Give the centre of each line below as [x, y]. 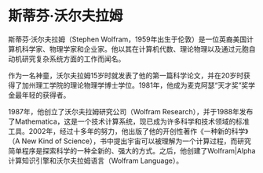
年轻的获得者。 [46, 95]
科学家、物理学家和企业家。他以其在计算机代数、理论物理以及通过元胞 [135, 49]
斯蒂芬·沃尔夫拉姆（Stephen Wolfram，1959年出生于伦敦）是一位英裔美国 [128, 39]
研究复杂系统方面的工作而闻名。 [73, 59]
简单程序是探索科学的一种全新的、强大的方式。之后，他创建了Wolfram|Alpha [132, 150]
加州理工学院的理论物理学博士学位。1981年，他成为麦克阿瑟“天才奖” [131, 85]
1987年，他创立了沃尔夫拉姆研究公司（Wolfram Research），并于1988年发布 [131, 111]
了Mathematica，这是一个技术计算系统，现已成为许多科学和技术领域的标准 [129, 121]
